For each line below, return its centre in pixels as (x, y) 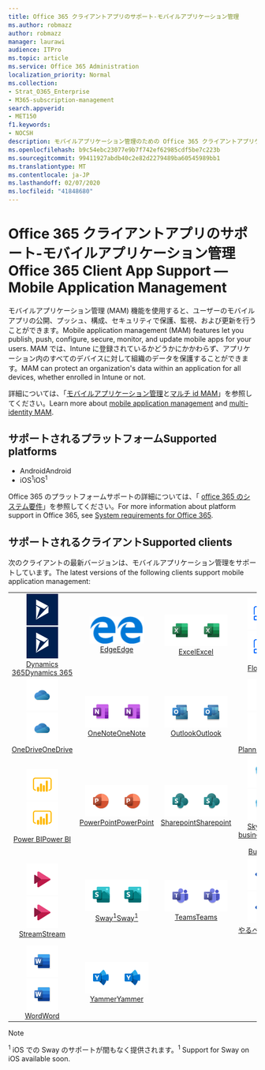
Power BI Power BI (42, 839)
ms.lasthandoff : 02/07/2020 (54, 183)
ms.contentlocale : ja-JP (49, 175)
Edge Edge (117, 649)
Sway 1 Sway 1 (117, 917)
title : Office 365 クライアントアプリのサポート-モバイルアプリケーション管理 (124, 17)
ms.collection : (33, 83)
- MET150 (22, 117)
